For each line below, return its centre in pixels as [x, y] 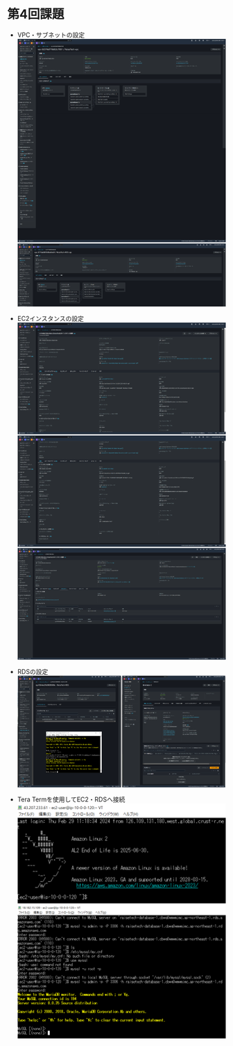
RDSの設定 [33, 672]
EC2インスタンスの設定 [51, 318]
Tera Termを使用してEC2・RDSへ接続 [71, 799]
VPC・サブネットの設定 [51, 35]
